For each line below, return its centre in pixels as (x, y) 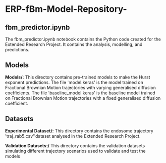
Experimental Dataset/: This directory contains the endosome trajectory (79, 131)
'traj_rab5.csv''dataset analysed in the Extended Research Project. (73, 136)
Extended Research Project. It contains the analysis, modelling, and (74, 44)
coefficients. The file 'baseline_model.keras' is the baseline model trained (80, 93)
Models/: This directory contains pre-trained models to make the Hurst (78, 77)
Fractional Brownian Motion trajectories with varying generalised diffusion (81, 87)
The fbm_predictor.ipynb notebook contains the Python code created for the (83, 39)
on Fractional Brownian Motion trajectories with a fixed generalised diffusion (83, 98)
